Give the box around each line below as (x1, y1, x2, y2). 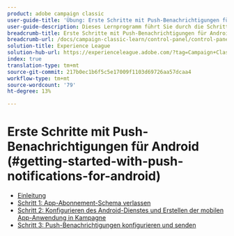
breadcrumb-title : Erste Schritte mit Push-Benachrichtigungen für (7, 29, 208, 37)
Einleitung (17, 191, 47, 200)
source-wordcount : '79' (7, 81, 77, 88)
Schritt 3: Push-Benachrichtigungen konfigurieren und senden (17, 221, 196, 230)
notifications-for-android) (7, 168, 162, 184)
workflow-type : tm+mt (7, 74, 70, 82)
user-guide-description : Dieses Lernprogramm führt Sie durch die (7, 23, 204, 30)
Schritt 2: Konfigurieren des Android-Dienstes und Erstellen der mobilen (17, 206, 224, 214)
